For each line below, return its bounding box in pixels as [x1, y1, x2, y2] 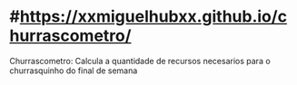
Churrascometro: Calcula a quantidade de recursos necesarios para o [9, 55, 271, 66]
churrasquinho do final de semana [9, 65, 138, 76]
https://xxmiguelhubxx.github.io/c [19, 6, 288, 27]
